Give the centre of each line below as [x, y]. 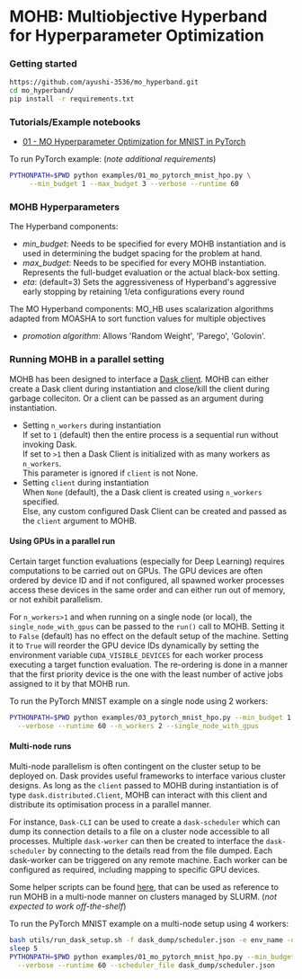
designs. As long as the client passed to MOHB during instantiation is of [144, 785]
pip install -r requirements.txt [72, 99]
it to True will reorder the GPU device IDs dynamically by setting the [134, 645]
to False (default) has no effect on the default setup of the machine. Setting [149, 636]
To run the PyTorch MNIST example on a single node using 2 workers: [138, 701]
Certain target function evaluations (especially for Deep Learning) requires [147, 561]
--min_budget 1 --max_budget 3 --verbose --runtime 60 [134, 184]
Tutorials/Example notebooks [75, 122]
